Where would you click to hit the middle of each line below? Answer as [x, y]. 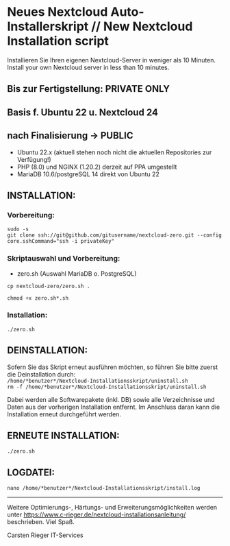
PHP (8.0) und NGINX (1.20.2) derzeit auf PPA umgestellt [97, 167]
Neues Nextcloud [57, 12]
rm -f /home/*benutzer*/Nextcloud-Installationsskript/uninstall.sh [107, 387]
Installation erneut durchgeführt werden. [64, 414]
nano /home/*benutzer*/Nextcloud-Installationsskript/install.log [104, 488]
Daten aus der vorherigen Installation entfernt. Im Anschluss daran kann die [114, 407]
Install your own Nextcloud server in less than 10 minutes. [88, 67]
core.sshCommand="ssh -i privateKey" [61, 241]
